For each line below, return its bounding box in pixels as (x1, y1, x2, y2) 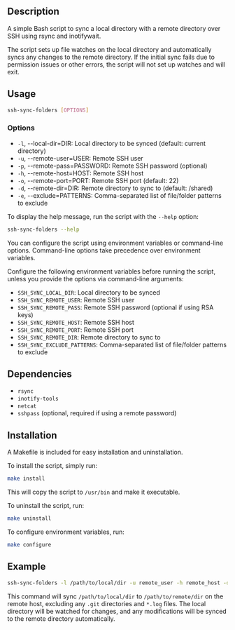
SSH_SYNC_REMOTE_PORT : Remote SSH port (17, 326, 134, 334)
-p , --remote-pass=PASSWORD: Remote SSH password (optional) (17, 161, 208, 170)
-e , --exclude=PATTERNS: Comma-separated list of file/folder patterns (17, 191, 222, 199)
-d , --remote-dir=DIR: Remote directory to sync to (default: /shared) (17, 184, 213, 192)
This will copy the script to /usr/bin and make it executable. (7, 488, 180, 497)
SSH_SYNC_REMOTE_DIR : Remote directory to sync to (17, 333, 161, 341)
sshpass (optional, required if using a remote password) (17, 409, 177, 417)
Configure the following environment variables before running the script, (7, 267, 215, 276)
